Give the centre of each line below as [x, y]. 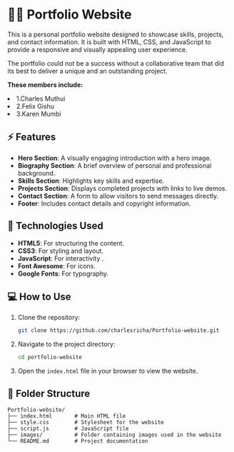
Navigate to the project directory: [66, 344]
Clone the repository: [49, 318]
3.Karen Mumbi [39, 114]
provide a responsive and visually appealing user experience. [97, 49]
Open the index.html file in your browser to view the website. [108, 371]
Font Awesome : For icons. [57, 266]
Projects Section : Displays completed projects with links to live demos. [122, 188]
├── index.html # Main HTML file [67, 416]
